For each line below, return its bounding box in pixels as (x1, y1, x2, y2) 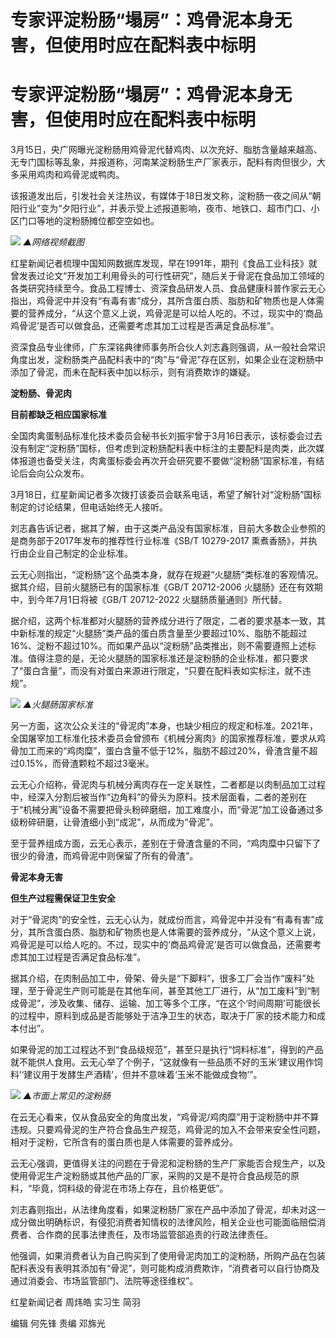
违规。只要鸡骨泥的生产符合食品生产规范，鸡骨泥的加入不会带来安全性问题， (10, 1124, 326, 1136)
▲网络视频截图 (22, 236, 85, 248)
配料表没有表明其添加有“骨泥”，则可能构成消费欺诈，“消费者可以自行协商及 (10, 1262, 320, 1275)
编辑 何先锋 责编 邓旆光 (10, 1317, 106, 1330)
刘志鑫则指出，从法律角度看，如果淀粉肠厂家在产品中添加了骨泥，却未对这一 (10, 1204, 326, 1216)
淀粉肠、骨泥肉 (10, 387, 72, 400)
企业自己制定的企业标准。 (27, 547, 133, 560)
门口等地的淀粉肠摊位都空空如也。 (18, 215, 160, 227)
